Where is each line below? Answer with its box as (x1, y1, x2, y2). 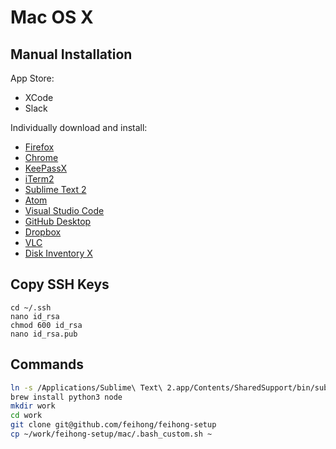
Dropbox (24, 226, 62, 238)
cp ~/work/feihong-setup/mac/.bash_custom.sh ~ (10, 429, 213, 439)
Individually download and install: (10, 122, 148, 133)
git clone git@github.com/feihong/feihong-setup (10, 420, 217, 430)
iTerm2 (24, 173, 55, 185)
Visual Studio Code (24, 205, 105, 216)
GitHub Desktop (24, 216, 92, 227)
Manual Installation (10, 46, 133, 63)
